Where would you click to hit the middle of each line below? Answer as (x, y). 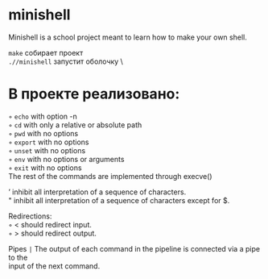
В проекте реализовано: (94, 94)
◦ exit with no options (45, 168)
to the (18, 257)
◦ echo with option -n (43, 116)
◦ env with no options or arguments (66, 159)
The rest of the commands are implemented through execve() (110, 176)
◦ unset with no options (47, 150)
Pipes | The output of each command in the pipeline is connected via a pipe (134, 248)
